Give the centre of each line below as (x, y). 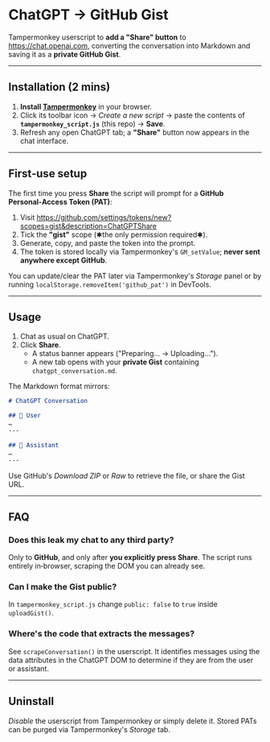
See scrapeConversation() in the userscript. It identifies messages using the (134, 651)
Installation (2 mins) (59, 87)
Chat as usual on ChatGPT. (65, 337)
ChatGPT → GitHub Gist (88, 15)
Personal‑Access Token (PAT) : (60, 201)
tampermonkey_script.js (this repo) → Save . (92, 123)
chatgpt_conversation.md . (75, 371)
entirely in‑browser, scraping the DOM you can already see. (107, 566)
